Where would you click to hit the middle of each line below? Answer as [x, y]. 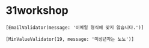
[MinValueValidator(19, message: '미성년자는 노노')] [70, 39]
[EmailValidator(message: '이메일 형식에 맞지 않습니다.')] [75, 28]
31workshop [37, 10]
